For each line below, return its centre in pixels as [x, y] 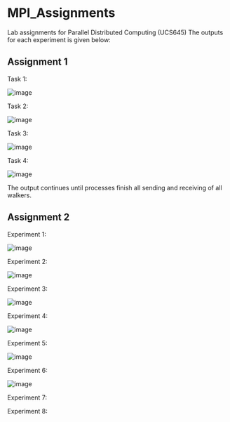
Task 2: [18, 106]
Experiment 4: [27, 316]
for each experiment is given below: [59, 39]
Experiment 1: [27, 234]
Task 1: [17, 79]
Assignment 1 [38, 62]
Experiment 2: [27, 261]
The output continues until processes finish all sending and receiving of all [115, 187]
